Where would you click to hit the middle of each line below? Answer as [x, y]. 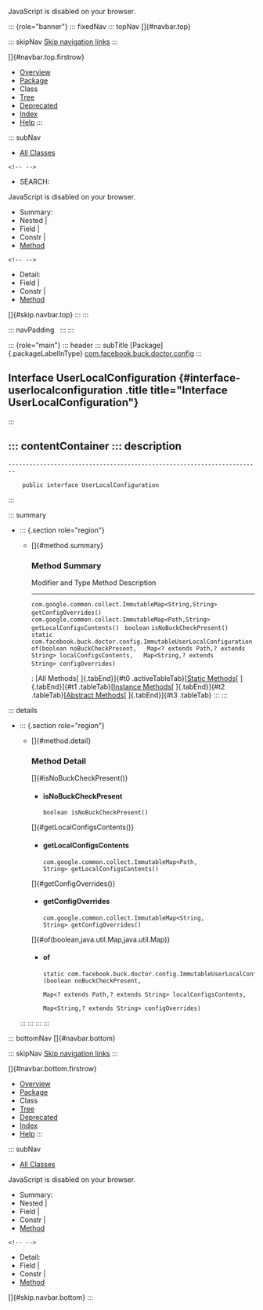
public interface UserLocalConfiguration [90, 485]
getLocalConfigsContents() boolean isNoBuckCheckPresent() [130, 628]
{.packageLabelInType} [46, 353]
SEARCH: [34, 181]
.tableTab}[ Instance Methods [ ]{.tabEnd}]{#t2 [152, 686]
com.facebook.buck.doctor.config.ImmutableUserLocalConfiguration [142, 642]
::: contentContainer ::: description [95, 446]
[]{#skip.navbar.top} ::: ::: [49, 315]
